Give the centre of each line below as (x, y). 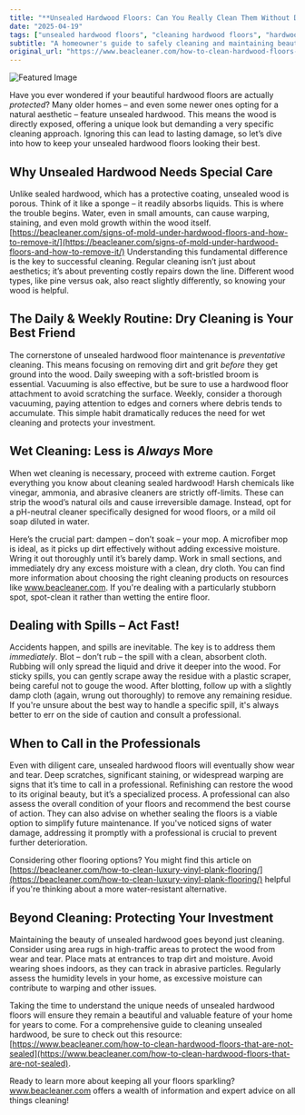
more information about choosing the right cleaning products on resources (149, 577)
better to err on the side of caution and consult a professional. (126, 715)
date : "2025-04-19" (46, 26)
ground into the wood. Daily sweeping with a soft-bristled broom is (134, 374)
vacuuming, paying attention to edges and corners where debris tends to (146, 403)
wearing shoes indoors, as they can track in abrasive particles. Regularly (145, 968)
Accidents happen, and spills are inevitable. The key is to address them (143, 647)
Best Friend (42, 333)
